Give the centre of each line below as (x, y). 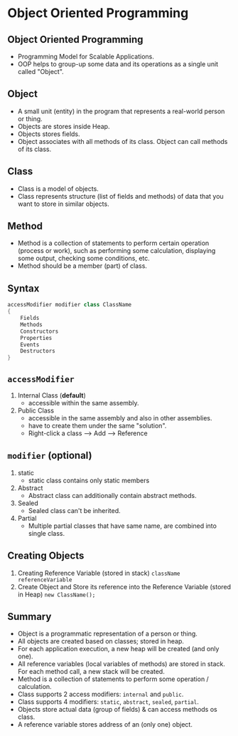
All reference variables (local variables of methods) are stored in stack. (121, 664)
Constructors (39, 331)
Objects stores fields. (49, 134)
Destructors (38, 351)
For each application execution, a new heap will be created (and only (118, 649)
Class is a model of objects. (58, 188)
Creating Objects (46, 556)
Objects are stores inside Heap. (64, 126)
